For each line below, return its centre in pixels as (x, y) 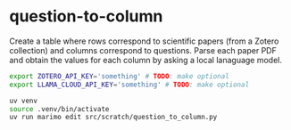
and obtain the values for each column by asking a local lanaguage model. (146, 60)
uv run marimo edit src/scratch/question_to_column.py (113, 118)
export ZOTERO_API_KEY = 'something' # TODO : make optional (119, 76)
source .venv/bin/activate (59, 109)
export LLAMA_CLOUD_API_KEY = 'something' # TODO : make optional (129, 85)
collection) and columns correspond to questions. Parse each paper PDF (143, 50)
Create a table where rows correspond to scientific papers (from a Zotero (144, 41)
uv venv (24, 101)
